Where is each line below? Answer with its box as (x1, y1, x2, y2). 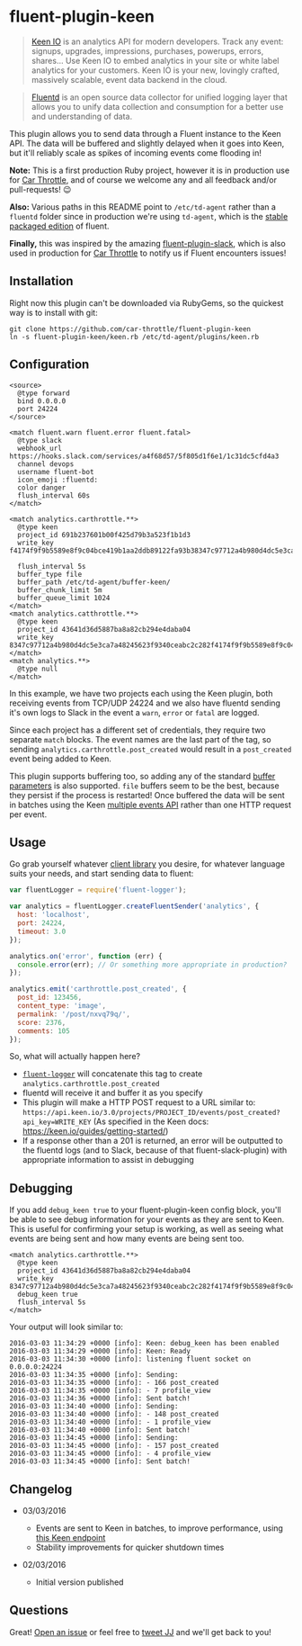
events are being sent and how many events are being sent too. (9, 1233, 244, 1244)
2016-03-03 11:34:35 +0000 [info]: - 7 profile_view (9, 1386, 211, 1396)
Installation (9, 274, 74, 289)
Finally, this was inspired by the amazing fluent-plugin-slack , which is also (9, 238, 286, 248)
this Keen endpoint (35, 1533, 106, 1543)
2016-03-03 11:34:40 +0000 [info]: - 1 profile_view (9, 1417, 211, 1427)
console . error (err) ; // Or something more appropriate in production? (17, 960, 288, 969)
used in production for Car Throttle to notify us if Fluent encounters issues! (9, 247, 287, 258)
